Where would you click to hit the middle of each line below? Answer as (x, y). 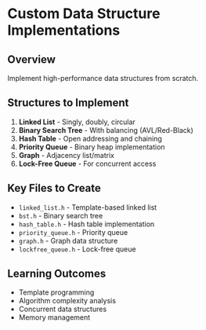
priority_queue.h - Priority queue (73, 232)
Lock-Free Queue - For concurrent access (87, 163)
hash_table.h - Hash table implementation (87, 224)
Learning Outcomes (57, 274)
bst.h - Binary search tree (61, 215)
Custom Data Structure (84, 14)
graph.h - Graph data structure (68, 240)
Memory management (54, 317)
